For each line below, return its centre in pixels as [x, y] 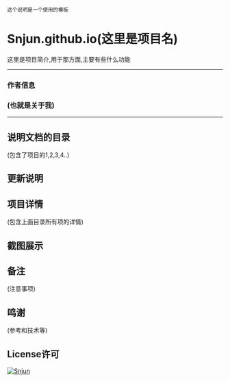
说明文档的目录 [39, 137]
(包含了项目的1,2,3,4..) [38, 155]
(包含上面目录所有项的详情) [46, 222]
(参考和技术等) [27, 331]
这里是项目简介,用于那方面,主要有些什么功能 [69, 59]
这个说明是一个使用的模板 [38, 10]
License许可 [33, 354]
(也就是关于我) [31, 105]
